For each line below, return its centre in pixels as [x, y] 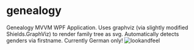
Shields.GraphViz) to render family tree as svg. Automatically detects [93, 34]
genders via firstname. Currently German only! [65, 40]
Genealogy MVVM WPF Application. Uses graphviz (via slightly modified [97, 27]
